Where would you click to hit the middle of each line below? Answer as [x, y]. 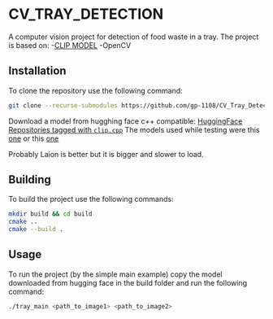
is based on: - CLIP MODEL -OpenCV [70, 45]
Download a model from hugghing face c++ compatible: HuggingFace [126, 121]
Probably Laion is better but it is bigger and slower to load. [106, 154]
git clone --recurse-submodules [63, 105]
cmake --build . [36, 229]
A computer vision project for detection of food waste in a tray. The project [134, 37]
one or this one [34, 138]
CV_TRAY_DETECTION [86, 14]
